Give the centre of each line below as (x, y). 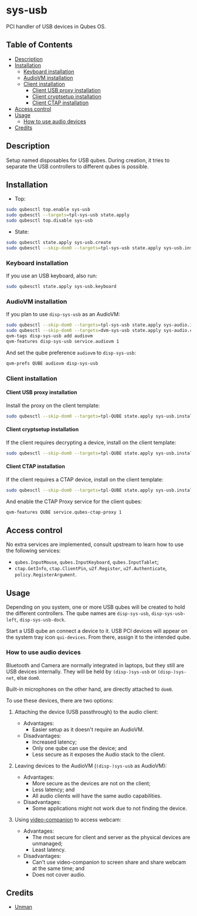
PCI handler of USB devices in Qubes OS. (56, 26)
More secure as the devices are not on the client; (91, 783)
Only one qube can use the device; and (79, 748)
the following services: (33, 551)
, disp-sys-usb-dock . (41, 620)
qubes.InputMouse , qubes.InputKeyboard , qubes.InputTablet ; (87, 562)
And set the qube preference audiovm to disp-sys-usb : (71, 352)
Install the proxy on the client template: (53, 405)
